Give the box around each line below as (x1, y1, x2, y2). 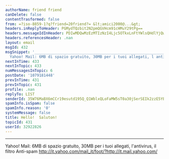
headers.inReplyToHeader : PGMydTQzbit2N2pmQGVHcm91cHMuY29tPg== (5, 26, 143, 31)
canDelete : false (5, 12, 42, 17)
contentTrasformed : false (5, 17, 59, 22)
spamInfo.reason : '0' (5, 106, 51, 111)
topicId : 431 (5, 119, 33, 125)
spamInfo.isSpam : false (5, 101, 55, 106)
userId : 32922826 (5, 124, 42, 129)
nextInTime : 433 (5, 59, 39, 64)
